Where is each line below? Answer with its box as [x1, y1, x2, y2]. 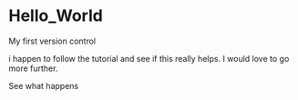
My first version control [8, 35, 97, 46]
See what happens [8, 80, 79, 91]
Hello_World [8, 5, 104, 26]
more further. [8, 63, 58, 74]
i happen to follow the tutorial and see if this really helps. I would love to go [8, 53, 290, 64]
